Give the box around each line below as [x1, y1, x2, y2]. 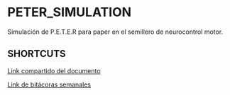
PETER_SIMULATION [7, 4, 132, 20]
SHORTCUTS [7, 48, 66, 60]
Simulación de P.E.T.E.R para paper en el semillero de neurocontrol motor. [7, 27, 224, 36]
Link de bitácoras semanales [7, 80, 91, 89]
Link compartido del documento [7, 66, 101, 75]
